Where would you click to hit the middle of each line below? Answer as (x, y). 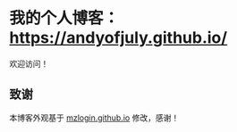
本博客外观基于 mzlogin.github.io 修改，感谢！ (94, 118)
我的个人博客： (64, 18)
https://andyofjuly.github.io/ (118, 38)
